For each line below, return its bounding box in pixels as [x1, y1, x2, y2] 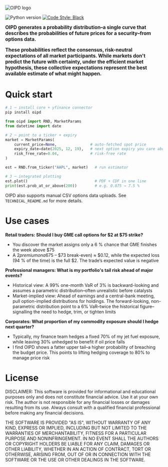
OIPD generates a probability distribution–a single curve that [5, 24, 146, 31]
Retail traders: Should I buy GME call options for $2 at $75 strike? [5, 232, 143, 238]
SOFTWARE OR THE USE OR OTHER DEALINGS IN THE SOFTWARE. [5, 457, 145, 463]
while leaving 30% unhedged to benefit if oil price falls [12, 338, 125, 345]
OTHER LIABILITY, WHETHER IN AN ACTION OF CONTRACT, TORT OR [5, 446, 151, 452]
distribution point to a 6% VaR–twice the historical [36, 303, 139, 309]
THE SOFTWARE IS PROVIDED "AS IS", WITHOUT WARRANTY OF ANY [5, 419, 151, 425]
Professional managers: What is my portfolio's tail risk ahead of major [5, 267, 153, 273]
